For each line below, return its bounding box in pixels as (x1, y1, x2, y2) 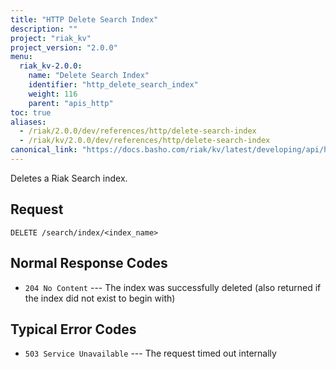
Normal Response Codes (10, 255, 168, 272)
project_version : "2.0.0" (10, 42, 118, 53)
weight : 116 (28, 89, 78, 99)
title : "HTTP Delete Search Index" (10, 14, 159, 25)
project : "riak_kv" (10, 33, 92, 43)
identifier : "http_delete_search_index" (28, 80, 199, 90)
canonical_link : (10, 145, 78, 155)
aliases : (10, 117, 47, 127)
